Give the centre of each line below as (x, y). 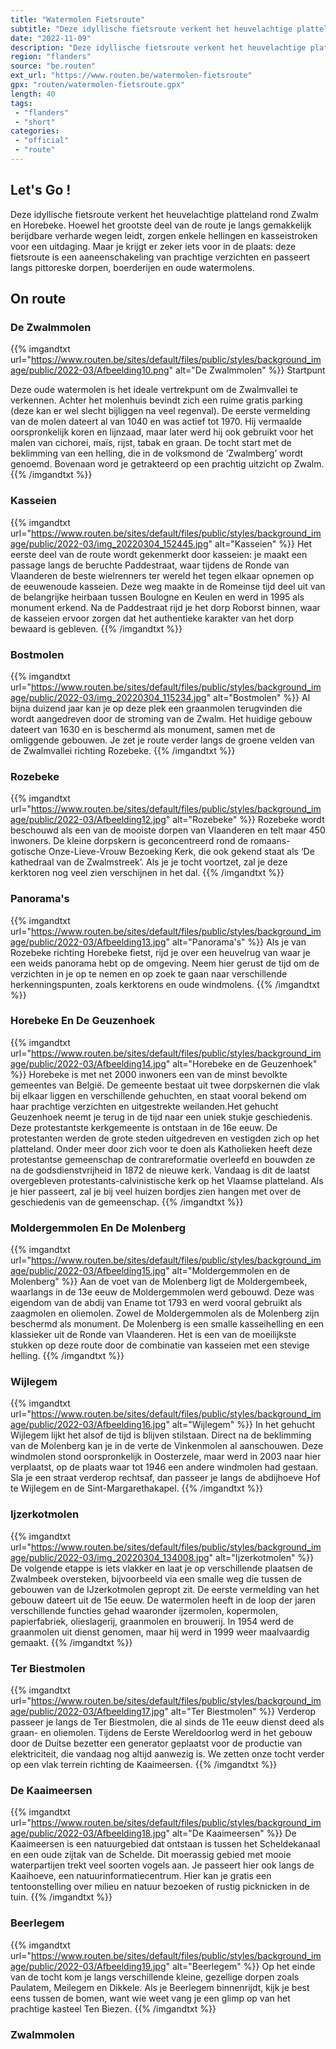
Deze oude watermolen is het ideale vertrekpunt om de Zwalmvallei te (154, 390)
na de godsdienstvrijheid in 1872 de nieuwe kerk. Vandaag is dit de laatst (160, 1170)
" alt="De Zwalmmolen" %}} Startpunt (247, 370)
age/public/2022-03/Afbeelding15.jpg (88, 1271)
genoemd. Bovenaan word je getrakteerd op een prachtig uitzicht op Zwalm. (167, 464)
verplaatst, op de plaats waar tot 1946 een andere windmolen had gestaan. (164, 1467)
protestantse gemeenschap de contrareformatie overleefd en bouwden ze (163, 1159)
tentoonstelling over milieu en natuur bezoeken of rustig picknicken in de (160, 1887)
